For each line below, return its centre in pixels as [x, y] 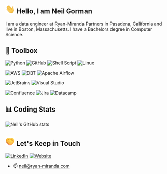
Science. [15, 34]
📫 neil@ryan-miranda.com [41, 166]
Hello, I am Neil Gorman [54, 12]
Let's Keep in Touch [48, 144]
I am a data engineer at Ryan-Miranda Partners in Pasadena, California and [84, 24]
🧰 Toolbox [21, 51]
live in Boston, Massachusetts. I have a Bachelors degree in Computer [79, 29]
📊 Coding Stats [31, 110]
